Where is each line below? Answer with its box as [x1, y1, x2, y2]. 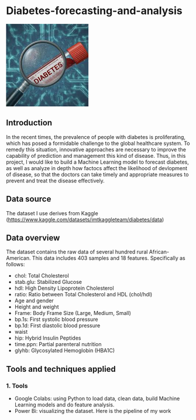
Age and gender [14, 297, 54, 304]
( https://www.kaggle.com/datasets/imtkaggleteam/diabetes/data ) [6, 216, 164, 223]
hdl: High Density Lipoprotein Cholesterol [14, 284, 114, 292]
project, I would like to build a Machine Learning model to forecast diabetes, [6, 158, 189, 165]
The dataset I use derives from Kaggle [6, 209, 98, 216]
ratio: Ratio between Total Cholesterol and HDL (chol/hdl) [14, 291, 153, 298]
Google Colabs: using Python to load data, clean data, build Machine [14, 395, 180, 402]
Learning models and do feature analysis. [14, 401, 115, 408]
